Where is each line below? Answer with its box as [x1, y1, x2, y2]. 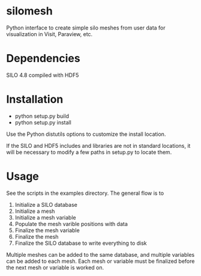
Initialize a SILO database [14, 201, 78, 208]
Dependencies [6, 52, 80, 66]
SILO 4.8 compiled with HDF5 [6, 71, 79, 79]
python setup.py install [14, 118, 72, 126]
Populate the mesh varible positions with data [14, 220, 128, 227]
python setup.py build [14, 112, 69, 120]
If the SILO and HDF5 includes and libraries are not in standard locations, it [6, 142, 191, 149]
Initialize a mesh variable [14, 213, 76, 221]
